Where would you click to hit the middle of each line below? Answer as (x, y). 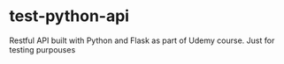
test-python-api (69, 16)
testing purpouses (42, 49)
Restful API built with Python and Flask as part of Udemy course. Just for (142, 40)
